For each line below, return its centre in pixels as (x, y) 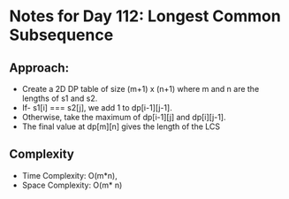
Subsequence (61, 35)
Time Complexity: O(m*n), (69, 175)
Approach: (39, 68)
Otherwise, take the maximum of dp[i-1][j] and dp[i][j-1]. (124, 117)
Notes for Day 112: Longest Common (145, 16)
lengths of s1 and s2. (60, 98)
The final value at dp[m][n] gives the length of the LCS (121, 126)
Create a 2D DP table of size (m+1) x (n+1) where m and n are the (141, 89)
